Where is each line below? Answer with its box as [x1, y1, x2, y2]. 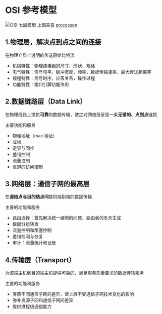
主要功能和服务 [5, 122, 36, 128]
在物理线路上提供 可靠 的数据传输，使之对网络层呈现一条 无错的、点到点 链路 [5, 111, 157, 117]
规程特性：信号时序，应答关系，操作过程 [12, 75, 95, 81]
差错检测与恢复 [12, 233, 43, 239]
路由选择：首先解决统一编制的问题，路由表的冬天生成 [12, 215, 121, 221]
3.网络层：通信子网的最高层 [5, 180, 90, 188]
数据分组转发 [12, 221, 39, 227]
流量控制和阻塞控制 [12, 227, 52, 233]
